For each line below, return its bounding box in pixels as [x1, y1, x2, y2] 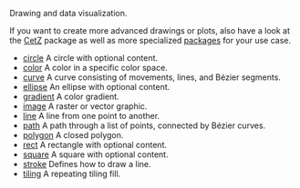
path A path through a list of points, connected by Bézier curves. [22, 120, 266, 131]
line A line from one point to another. [22, 111, 160, 121]
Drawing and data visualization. [9, 8, 128, 18]
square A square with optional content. [22, 149, 169, 160]
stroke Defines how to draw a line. [22, 159, 152, 169]
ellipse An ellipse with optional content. [22, 82, 171, 92]
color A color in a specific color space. [22, 63, 169, 73]
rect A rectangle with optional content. [22, 140, 167, 150]
